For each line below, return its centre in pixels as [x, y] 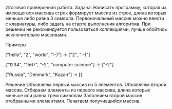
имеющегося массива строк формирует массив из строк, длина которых [86, 13]
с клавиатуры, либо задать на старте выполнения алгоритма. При [78, 24]
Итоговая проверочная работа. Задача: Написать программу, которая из [86, 7]
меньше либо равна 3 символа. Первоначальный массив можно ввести [85, 18]
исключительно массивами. [36, 35]
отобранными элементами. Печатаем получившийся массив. [73, 101]
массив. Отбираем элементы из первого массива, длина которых [78, 90]
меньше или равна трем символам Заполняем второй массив [74, 95]
